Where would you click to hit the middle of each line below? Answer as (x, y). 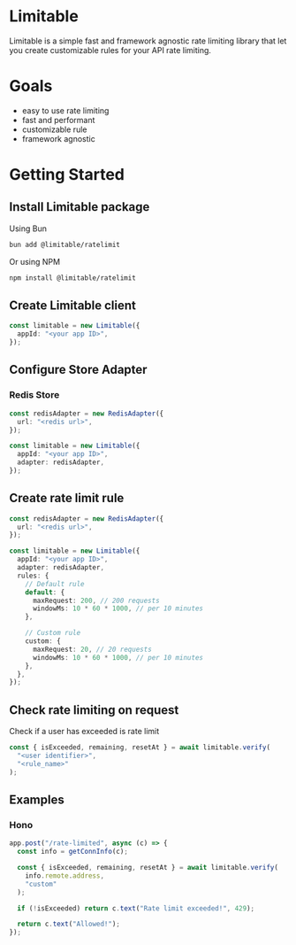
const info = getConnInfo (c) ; (72, 852)
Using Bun (28, 229)
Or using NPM (34, 261)
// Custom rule (53, 633)
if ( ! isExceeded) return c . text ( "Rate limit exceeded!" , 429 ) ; (136, 908)
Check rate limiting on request (94, 710)
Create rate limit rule (67, 498)
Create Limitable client (73, 306)
